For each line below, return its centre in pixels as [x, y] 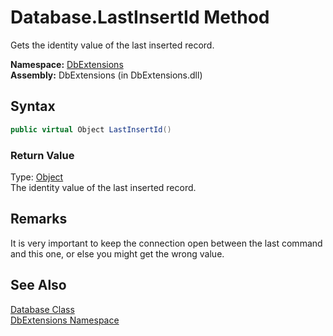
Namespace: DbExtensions [67, 64]
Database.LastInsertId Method [140, 17]
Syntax [33, 106]
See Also [38, 285]
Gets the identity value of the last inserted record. [112, 45]
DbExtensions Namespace [65, 320]
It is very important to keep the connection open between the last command [166, 243]
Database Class [42, 309]
